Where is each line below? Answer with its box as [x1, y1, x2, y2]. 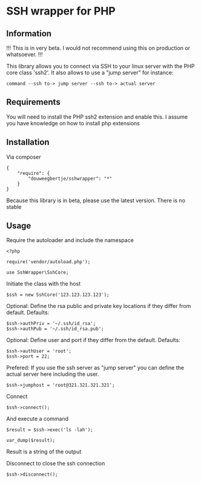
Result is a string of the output [6, 448, 82, 455]
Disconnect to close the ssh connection [6, 460, 105, 467]
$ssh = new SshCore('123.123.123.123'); [6, 292, 110, 298]
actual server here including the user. [6, 370, 99, 378]
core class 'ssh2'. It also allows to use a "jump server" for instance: [6, 69, 174, 76]
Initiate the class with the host [6, 280, 81, 287]
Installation [6, 137, 50, 148]
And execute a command [6, 415, 69, 422]
